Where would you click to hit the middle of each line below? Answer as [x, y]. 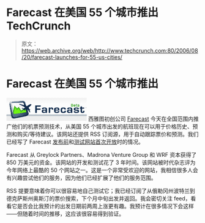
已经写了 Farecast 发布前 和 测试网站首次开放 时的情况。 [75, 142]
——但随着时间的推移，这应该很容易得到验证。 [65, 214]
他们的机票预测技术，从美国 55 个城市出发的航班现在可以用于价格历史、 [102, 126]
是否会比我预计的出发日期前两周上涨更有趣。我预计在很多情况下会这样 [105, 206]
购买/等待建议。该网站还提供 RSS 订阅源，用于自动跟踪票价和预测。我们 [108, 134]
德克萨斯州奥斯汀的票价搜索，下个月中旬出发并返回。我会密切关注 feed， [99, 198]
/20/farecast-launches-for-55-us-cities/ [72, 57]
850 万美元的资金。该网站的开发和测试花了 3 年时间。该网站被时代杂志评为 [101, 162]
